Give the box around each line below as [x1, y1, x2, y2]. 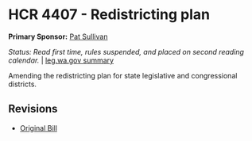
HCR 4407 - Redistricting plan [8, 6, 211, 24]
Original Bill [19, 123, 58, 132]
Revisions [8, 102, 58, 116]
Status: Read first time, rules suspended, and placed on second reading [8, 47, 245, 56]
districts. [8, 79, 37, 89]
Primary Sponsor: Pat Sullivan [8, 32, 108, 41]
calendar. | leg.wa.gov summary [8, 55, 114, 65]
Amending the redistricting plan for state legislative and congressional [8, 70, 238, 80]
